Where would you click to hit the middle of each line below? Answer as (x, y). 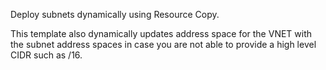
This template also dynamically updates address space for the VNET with (161, 33)
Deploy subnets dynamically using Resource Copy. (115, 14)
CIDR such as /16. (46, 55)
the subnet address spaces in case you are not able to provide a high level (163, 44)
